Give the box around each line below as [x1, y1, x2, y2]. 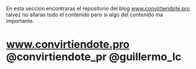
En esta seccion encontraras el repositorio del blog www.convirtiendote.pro [6, 5, 190, 12]
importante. [6, 18, 34, 24]
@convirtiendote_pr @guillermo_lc [6, 50, 182, 64]
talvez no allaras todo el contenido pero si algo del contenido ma [6, 11, 164, 18]
